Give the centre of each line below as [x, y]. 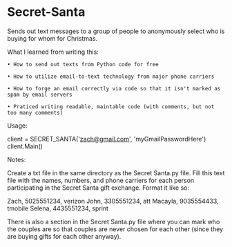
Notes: [17, 159]
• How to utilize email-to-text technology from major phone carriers [111, 77]
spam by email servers [40, 95]
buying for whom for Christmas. [52, 38]
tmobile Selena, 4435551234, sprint [58, 208]
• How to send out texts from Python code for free [83, 64]
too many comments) [35, 112]
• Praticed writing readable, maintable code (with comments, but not [111, 107]
